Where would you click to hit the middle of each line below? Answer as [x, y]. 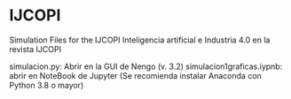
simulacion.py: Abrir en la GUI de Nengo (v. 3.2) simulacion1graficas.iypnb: [146, 66]
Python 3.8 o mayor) [47, 85]
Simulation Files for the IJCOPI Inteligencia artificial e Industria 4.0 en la [140, 40]
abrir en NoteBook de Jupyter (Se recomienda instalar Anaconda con [135, 75]
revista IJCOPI [35, 49]
